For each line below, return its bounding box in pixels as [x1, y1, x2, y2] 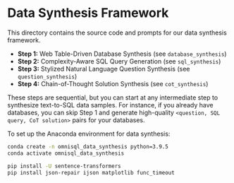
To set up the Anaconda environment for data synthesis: [7, 129, 171, 138]
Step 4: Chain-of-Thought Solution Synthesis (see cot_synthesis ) [17, 79, 209, 88]
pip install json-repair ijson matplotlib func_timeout [7, 169, 175, 176]
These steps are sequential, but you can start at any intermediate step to [7, 93, 218, 102]
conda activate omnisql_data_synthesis [7, 150, 125, 157]
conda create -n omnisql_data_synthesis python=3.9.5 [7, 143, 169, 150]
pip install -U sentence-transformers [7, 163, 121, 170]
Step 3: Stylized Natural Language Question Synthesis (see [17, 64, 190, 73]
